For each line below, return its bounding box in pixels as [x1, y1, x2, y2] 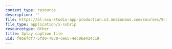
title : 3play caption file [5, 31, 63, 36]
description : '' [5, 12, 40, 17]
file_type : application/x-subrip [5, 21, 77, 27]
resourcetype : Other [5, 27, 50, 32]
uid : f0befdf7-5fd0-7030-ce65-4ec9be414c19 [5, 36, 100, 41]
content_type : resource [5, 7, 56, 13]
